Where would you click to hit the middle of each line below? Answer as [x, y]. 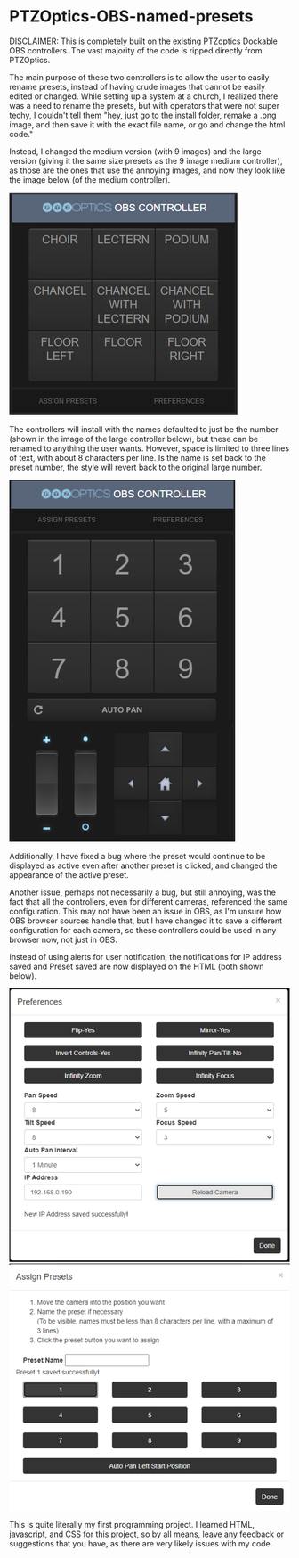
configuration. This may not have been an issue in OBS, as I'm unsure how [145, 911]
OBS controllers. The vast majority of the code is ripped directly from [136, 50]
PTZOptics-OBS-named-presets [131, 16]
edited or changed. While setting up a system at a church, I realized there [144, 96]
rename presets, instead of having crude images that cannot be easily [137, 86]
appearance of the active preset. [69, 874]
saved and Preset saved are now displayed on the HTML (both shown [137, 966]
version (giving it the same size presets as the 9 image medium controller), [146, 160]
